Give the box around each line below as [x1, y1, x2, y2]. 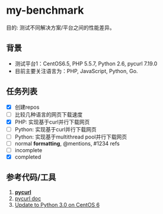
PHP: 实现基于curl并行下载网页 [14, 118, 90, 125]
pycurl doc [14, 194, 41, 202]
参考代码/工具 [6, 172, 56, 182]
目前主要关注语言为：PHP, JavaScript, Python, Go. [14, 67, 138, 74]
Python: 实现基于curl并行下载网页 [14, 125, 97, 133]
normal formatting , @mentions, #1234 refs [14, 140, 120, 147]
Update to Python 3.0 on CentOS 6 [14, 201, 100, 208]
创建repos [14, 103, 40, 111]
